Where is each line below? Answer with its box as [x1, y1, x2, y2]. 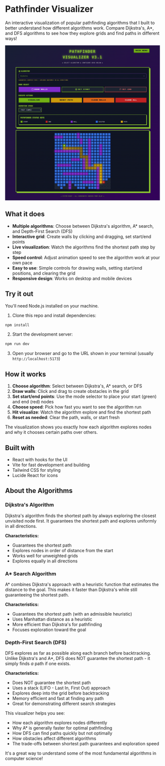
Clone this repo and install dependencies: [12, 312, 97, 318]
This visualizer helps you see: [5, 710, 65, 716]
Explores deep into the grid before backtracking [12, 690, 110, 696]
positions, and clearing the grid [12, 270, 76, 276]
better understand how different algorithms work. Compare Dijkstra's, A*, [5, 25, 154, 31]
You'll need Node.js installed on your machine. [5, 303, 99, 309]
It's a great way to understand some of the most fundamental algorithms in [5, 750, 157, 756]
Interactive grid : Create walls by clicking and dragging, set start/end [12, 233, 151, 240]
